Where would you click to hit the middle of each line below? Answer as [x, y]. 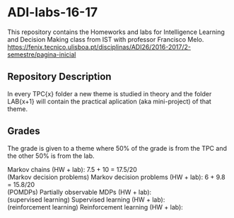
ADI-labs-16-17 [53, 12]
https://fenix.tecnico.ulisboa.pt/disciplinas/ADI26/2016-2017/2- [99, 47]
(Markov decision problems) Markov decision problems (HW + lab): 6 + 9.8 [116, 177]
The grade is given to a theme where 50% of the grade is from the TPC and [117, 148]
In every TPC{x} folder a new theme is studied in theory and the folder [110, 93]
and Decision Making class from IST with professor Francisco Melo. [106, 39]
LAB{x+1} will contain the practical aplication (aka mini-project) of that [110, 101]
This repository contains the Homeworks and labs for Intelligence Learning [116, 32]
